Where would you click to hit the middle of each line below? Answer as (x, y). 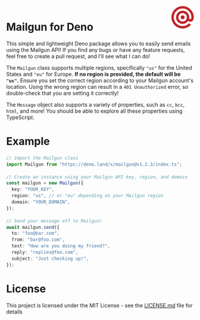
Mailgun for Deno (50, 27)
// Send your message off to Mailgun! (54, 221)
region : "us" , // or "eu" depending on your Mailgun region (87, 196)
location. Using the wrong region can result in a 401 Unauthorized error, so (97, 86)
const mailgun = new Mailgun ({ (45, 183)
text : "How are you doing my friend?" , (61, 246)
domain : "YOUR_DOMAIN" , (41, 202)
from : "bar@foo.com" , (38, 240)
